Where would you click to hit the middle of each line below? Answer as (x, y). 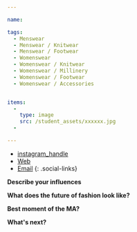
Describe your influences (44, 181)
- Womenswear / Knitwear (49, 64)
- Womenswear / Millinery (51, 71)
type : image (37, 115)
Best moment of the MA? (43, 208)
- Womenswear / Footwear (49, 77)
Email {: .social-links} (47, 168)
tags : (15, 32)
